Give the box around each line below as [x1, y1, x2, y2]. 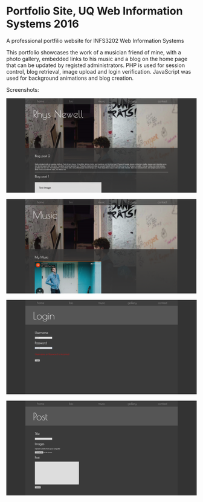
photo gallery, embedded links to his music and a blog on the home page [6, 55, 188, 62]
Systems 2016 [6, 17, 80, 31]
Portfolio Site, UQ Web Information [6, 4, 183, 18]
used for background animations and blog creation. [6, 74, 134, 82]
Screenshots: [6, 86, 39, 93]
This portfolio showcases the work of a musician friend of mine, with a [6, 48, 181, 56]
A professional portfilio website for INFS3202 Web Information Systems [6, 37, 184, 44]
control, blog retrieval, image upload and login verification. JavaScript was [6, 68, 192, 75]
